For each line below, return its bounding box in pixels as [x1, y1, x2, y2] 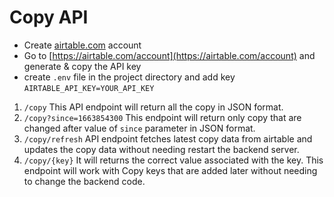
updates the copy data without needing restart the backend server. [23, 143, 300, 155]
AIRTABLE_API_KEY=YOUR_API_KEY [23, 83, 155, 93]
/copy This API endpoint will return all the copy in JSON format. [23, 101, 284, 113]
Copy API [9, 6, 89, 29]
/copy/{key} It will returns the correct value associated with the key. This [23, 154, 324, 166]
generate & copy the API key [23, 60, 142, 72]
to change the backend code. [23, 175, 146, 187]
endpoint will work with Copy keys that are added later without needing [23, 164, 318, 176]
